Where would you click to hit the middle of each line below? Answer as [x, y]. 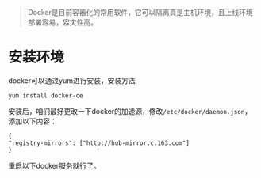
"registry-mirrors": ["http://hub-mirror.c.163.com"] [99, 143]
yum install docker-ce [46, 95]
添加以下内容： [33, 121]
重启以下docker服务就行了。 [54, 165]
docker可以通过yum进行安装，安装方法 [72, 80]
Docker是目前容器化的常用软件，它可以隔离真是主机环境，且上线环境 [140, 12]
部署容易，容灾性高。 [62, 22]
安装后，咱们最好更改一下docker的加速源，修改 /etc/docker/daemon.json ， [130, 111]
